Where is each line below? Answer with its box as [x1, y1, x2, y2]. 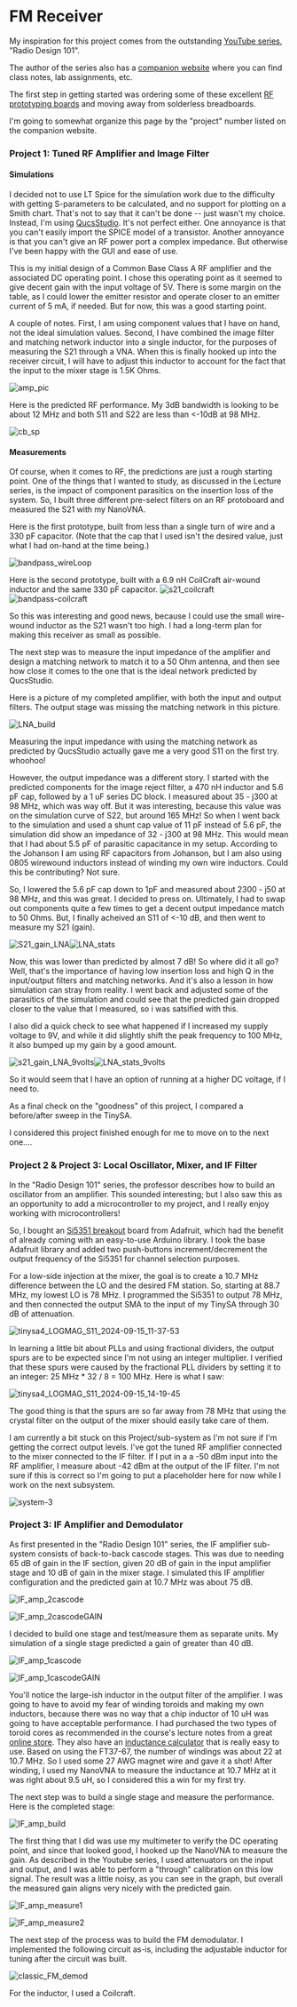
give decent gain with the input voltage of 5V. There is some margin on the [9, 282, 282, 292]
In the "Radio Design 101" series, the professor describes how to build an [9, 1179, 276, 1190]
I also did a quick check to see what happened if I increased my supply [9, 1020, 269, 1032]
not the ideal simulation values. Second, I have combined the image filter [9, 327, 275, 339]
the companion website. [9, 124, 98, 135]
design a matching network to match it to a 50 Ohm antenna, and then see [9, 656, 281, 668]
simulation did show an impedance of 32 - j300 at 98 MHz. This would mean [9, 829, 289, 840]
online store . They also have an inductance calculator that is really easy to [9, 1736, 280, 1747]
